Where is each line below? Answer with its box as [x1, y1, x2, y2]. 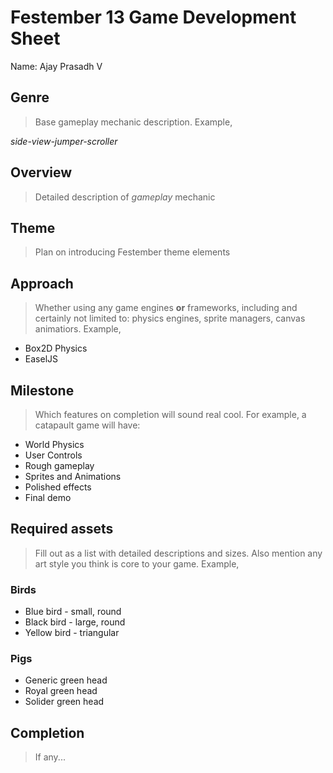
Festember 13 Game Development [10, 6, 297, 29]
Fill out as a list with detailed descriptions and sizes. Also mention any [34, 547, 323, 559]
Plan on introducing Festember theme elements [34, 246, 231, 258]
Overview [10, 164, 73, 181]
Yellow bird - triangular [24, 627, 120, 639]
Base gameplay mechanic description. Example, [34, 116, 233, 128]
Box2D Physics [24, 342, 88, 355]
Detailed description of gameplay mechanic [34, 191, 216, 203]
